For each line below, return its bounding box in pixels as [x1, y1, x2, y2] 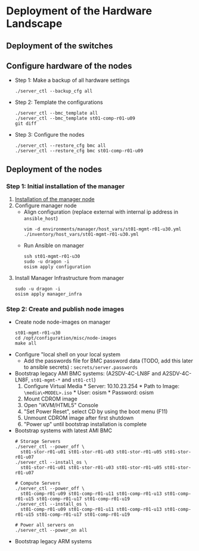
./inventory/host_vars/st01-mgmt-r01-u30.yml [23, 232, 139, 238]
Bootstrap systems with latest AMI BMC [14, 427, 113, 434]
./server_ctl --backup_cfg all [14, 88, 93, 94]
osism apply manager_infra [14, 291, 82, 297]
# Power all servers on [14, 522, 74, 528]
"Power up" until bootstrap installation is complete [23, 421, 147, 428]
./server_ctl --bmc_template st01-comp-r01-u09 [14, 115, 135, 122]
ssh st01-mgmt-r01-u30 [23, 254, 80, 260]
